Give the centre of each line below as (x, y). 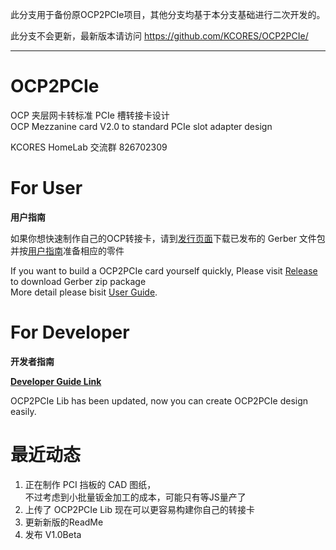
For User (46, 188)
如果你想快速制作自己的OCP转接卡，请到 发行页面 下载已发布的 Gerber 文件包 (168, 238)
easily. (23, 411)
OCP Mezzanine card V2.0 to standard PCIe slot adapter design (141, 126)
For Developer (70, 332)
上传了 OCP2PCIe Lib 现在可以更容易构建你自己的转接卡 (139, 509)
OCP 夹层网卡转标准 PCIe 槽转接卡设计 (90, 115)
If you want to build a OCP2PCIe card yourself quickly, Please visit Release (164, 270)
